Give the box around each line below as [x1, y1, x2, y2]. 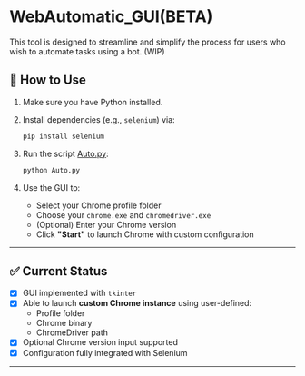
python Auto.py [22, 165, 81, 174]
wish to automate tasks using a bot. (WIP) [9, 45, 165, 56]
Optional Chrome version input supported [22, 337, 179, 348]
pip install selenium [22, 132, 104, 141]
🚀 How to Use [9, 73, 86, 88]
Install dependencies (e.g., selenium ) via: [22, 114, 175, 124]
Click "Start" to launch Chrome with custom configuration [35, 229, 254, 240]
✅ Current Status [9, 263, 108, 279]
